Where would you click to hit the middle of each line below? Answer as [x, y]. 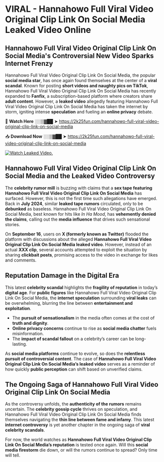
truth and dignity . [30, 323]
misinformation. [28, 333]
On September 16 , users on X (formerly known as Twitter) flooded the [77, 234]
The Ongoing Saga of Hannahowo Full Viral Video [82, 385]
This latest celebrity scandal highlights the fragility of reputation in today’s [82, 287]
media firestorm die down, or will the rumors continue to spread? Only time [81, 450]
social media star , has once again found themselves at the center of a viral [81, 80]
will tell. [13, 455]
